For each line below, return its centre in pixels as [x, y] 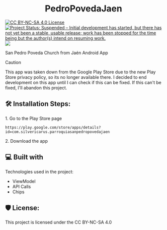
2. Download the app [27, 141]
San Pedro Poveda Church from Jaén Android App [57, 53]
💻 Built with [24, 157]
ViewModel [24, 181]
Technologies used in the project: [39, 172]
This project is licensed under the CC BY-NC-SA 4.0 [58, 222]
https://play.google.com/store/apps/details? [53, 127]
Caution [13, 62]
